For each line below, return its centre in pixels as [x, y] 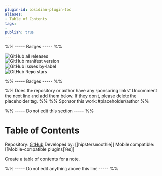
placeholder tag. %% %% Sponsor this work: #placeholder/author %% [77, 101]
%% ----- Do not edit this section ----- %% [49, 111]
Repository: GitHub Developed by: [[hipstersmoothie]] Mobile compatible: [80, 144]
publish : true [20, 32]
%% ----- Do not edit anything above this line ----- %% [62, 168]
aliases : [14, 14]
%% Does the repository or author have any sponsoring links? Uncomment [81, 91]
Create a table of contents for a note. [43, 159]
